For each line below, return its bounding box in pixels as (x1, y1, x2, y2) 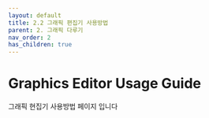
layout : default (8, 11, 62, 20)
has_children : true (8, 41, 73, 49)
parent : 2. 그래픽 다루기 (8, 26, 84, 34)
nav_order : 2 (8, 33, 51, 42)
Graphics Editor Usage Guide (8, 75, 201, 93)
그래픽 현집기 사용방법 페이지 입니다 (8, 101, 118, 111)
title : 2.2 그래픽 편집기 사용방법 (8, 19, 109, 27)
